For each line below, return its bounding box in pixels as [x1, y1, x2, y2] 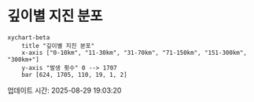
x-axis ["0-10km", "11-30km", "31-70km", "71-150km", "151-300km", [21, 49, 247, 56]
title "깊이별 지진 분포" [21, 42, 95, 49]
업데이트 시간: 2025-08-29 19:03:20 [7, 86, 122, 95]
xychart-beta [7, 33, 50, 42]
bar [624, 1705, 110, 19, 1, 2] [21, 71, 127, 78]
